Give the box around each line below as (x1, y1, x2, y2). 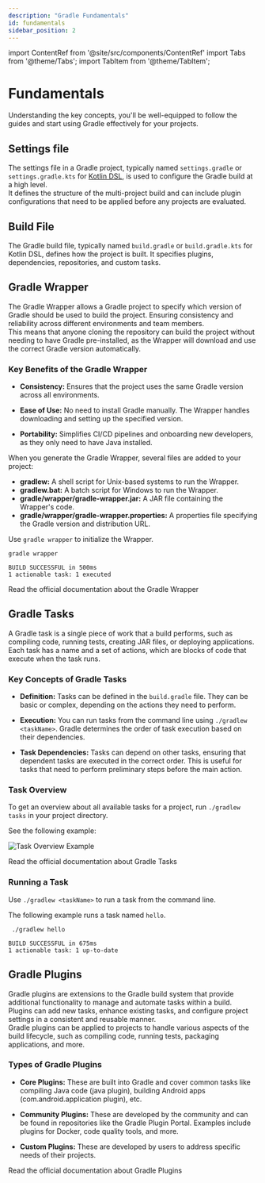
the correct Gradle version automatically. (8, 344, 141, 353)
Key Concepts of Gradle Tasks (8, 674, 127, 685)
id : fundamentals (8, 19, 66, 27)
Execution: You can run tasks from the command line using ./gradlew (19, 716, 248, 725)
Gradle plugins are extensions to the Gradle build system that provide (8, 989, 234, 998)
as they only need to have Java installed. (19, 438, 153, 447)
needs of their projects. (19, 1150, 97, 1159)
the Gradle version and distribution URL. (19, 519, 150, 528)
